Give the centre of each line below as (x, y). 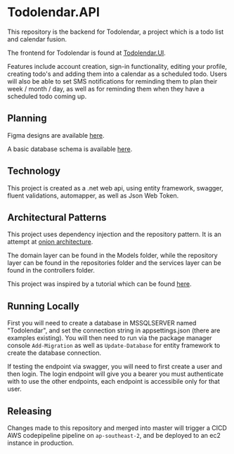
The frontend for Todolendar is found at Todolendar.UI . (87, 53)
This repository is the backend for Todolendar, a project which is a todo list (116, 32)
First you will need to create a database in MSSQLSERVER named (102, 323)
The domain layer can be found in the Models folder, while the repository (112, 255)
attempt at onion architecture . (50, 242)
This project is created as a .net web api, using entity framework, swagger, (115, 188)
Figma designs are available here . (56, 135)
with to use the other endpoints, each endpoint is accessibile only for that (113, 382)
